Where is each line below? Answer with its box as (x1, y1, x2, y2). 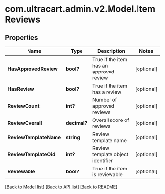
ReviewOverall (7, 120, 42, 126)
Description (97, 48, 125, 54)
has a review (92, 89, 122, 95)
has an (92, 62, 108, 69)
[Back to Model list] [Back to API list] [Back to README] (5, 184, 118, 190)
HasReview (7, 86, 34, 92)
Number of (92, 97, 117, 103)
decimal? (65, 120, 88, 126)
